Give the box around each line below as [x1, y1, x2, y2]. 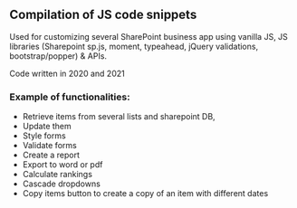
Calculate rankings [22, 169, 93, 180]
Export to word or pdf [22, 159, 103, 170]
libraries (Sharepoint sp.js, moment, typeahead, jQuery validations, [9, 41, 259, 52]
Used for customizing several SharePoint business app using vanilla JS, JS [9, 31, 288, 42]
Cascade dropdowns [22, 178, 101, 189]
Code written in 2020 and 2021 [9, 68, 125, 79]
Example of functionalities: [9, 90, 130, 103]
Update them [22, 121, 72, 132]
